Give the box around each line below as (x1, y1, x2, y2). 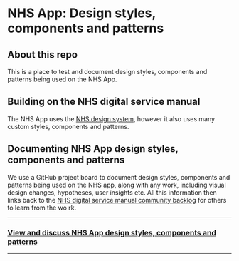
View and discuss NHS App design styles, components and (7, 227, 217, 237)
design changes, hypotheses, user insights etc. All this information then (7, 188, 217, 197)
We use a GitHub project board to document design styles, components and (7, 173, 230, 181)
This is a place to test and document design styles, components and (7, 68, 208, 76)
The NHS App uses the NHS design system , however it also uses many (7, 114, 216, 123)
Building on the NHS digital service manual (7, 96, 201, 108)
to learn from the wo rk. (7, 203, 77, 212)
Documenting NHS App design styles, (7, 143, 179, 155)
